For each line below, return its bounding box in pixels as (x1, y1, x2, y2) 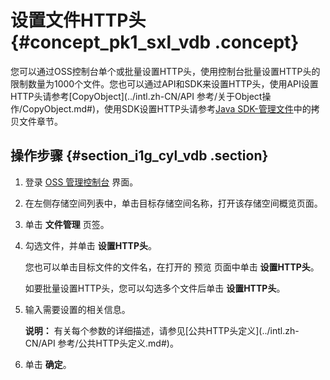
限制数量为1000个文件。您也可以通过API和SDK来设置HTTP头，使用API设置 (10, 77, 319, 90)
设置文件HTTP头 (10, 9, 147, 32)
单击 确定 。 (24, 358, 72, 370)
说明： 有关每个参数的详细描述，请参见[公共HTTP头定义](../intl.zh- (24, 324, 300, 336)
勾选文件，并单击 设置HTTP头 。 (24, 239, 157, 251)
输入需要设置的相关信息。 (24, 303, 131, 315)
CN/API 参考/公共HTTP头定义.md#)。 (24, 337, 179, 349)
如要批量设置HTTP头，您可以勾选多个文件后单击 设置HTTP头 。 (24, 282, 286, 294)
